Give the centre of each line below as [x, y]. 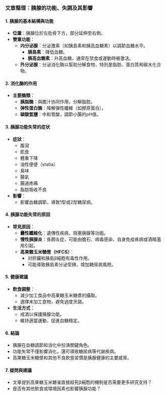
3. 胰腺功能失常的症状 [28, 126]
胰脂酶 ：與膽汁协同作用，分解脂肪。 [58, 102]
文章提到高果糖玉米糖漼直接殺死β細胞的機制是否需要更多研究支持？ [82, 382]
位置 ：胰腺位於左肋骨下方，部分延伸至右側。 [59, 33]
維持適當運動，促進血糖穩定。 [51, 320]
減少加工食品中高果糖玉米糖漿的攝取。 [60, 295]
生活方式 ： [24, 308]
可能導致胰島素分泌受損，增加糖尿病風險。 [72, 264]
